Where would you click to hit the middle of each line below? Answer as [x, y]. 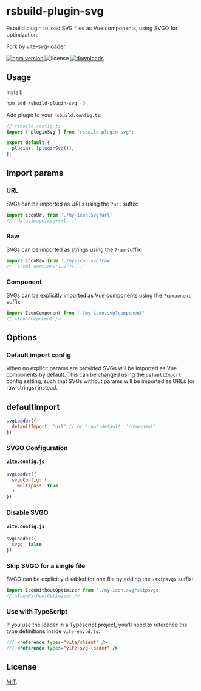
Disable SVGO [27, 512]
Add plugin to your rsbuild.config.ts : [54, 115]
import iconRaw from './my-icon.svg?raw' [60, 260]
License [22, 667]
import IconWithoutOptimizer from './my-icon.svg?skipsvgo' [84, 590]
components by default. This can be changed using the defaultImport [94, 375]
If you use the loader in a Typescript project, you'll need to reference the [97, 625]
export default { [28, 143]
